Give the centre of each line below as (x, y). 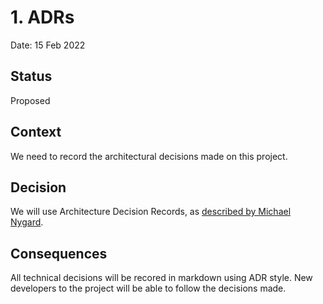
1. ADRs (42, 17)
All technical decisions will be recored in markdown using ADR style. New (161, 278)
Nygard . (27, 222)
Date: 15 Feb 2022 (48, 45)
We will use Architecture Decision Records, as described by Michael (151, 212)
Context (36, 132)
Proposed (30, 100)
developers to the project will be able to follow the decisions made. (148, 288)
